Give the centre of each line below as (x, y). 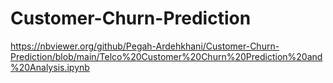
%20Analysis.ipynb (50, 67)
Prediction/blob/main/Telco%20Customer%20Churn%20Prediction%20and (166, 56)
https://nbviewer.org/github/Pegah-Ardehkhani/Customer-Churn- (145, 46)
